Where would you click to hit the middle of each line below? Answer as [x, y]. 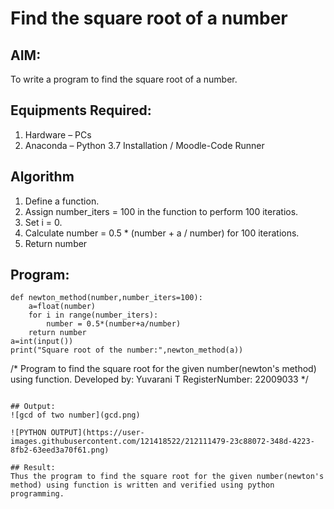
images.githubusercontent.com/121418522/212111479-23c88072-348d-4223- [162, 442]
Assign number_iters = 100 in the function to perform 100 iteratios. [161, 211]
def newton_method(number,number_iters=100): [106, 298]
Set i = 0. [43, 222]
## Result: [33, 468]
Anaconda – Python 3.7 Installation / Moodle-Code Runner [144, 145]
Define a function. [62, 201]
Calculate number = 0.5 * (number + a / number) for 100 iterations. [162, 233]
